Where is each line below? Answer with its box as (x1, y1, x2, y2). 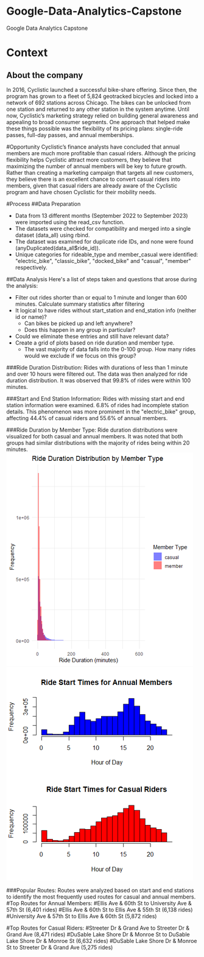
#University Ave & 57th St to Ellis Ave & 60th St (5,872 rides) (6, 912, 157, 920)
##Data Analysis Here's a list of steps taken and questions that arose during (6, 275, 197, 282)
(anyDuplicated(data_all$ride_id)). (15, 244, 100, 251)
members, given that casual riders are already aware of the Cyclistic (6, 181, 178, 189)
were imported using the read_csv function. (15, 218, 125, 226)
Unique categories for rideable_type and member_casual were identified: (15, 251, 199, 258)
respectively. (15, 264, 47, 271)
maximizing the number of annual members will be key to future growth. (6, 163, 187, 170)
